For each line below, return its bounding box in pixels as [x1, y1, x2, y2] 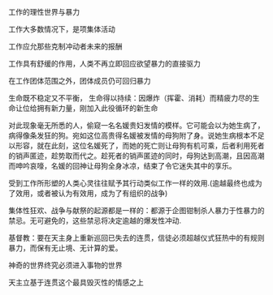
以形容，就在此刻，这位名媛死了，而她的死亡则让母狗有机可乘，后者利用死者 [8, 141, 265, 150]
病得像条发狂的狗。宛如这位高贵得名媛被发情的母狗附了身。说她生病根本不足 [8, 130, 265, 140]
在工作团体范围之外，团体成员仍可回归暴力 [8, 76, 151, 85]
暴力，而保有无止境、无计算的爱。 [8, 243, 123, 253]
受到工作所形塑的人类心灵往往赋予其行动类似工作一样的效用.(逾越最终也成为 [8, 178, 262, 188]
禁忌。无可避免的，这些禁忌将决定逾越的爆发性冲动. [8, 216, 182, 225]
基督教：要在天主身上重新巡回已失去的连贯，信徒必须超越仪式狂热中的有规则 [8, 233, 265, 242]
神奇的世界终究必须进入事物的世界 [8, 260, 123, 270]
